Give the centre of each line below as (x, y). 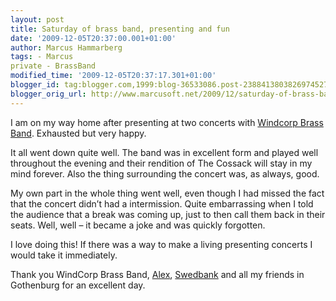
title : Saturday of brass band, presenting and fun (120, 29)
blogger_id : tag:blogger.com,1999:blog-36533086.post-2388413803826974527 (169, 85)
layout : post (37, 19)
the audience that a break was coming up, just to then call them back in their (168, 214)
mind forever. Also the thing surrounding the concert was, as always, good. (165, 173)
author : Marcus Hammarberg (66, 47)
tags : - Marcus (42, 57)
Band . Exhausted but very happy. (78, 133)
